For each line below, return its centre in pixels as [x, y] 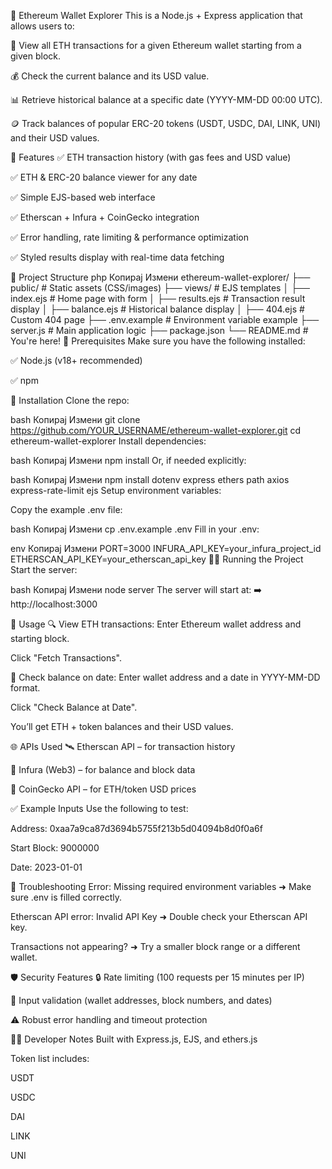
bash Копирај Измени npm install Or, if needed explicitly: [128, 460]
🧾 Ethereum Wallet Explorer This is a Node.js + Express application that [156, 15]
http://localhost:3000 [54, 604]
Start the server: [44, 569]
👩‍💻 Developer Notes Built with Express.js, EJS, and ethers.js [134, 1039]
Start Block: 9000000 [55, 848]
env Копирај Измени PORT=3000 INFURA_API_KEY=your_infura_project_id [166, 548]
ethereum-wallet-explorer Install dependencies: [108, 441]
